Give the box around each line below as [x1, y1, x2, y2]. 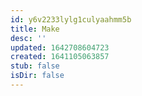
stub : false [10, 61, 60, 71]
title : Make [10, 24, 60, 34]
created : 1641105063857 [10, 52, 110, 62]
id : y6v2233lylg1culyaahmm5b [10, 14, 132, 25]
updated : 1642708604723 [10, 42, 110, 53]
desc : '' [10, 33, 47, 43]
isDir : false [10, 71, 65, 81]
